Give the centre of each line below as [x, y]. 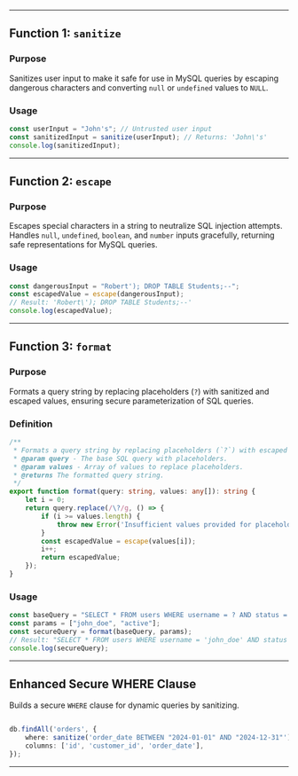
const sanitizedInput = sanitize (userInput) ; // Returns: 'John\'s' [138, 137]
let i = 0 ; [45, 500]
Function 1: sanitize [65, 33]
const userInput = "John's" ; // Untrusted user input [111, 129]
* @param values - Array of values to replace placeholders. [128, 466]
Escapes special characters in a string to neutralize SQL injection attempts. [146, 226]
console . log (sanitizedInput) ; [65, 145]
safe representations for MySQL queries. [83, 245]
